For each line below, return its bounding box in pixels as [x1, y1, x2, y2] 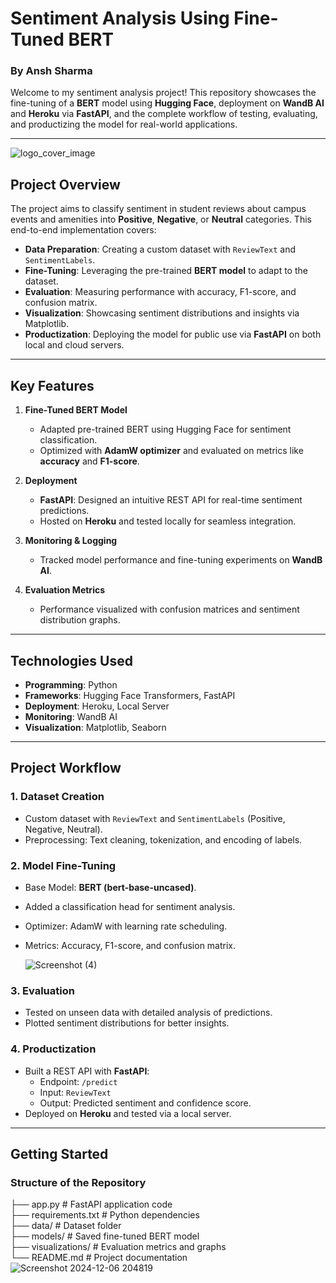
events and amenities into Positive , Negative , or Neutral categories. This [10, 213, 312, 226]
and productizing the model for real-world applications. [10, 118, 238, 131]
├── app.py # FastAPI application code [10, 1198, 173, 1211]
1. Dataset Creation [10, 790, 105, 804]
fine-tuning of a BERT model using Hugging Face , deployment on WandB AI [10, 97, 325, 109]
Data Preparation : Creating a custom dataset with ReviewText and [24, 243, 296, 256]
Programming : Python [24, 678, 118, 691]
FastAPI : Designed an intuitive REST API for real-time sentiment [39, 494, 303, 506]
